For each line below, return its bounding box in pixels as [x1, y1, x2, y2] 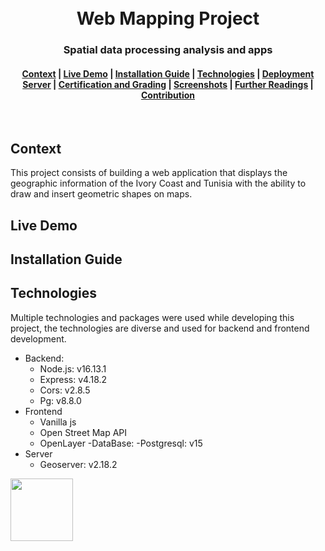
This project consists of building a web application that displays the [10, 167, 288, 179]
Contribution [140, 89, 196, 101]
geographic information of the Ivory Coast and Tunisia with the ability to [10, 177, 307, 190]
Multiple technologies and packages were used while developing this [10, 311, 295, 323]
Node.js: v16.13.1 [39, 362, 107, 375]
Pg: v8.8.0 [39, 394, 82, 406]
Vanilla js [39, 416, 77, 428]
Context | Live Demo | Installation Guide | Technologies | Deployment [21, 67, 315, 80]
